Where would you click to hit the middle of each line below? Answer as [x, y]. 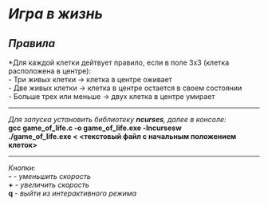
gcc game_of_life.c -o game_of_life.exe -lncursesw [95, 128]
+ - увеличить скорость [49, 185]
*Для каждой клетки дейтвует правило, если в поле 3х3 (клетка [119, 62]
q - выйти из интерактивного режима [73, 193]
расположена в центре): [50, 71]
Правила [32, 44]
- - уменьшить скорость [50, 176]
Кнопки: [22, 168]
